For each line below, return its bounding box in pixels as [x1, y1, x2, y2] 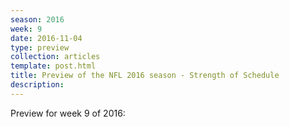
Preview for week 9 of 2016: [10, 107, 126, 119]
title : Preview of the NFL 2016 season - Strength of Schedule [10, 71, 280, 81]
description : [10, 80, 65, 90]
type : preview [10, 42, 70, 53]
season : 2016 [10, 14, 65, 25]
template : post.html [10, 61, 97, 71]
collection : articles [10, 52, 101, 62]
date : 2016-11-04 [10, 33, 83, 43]
